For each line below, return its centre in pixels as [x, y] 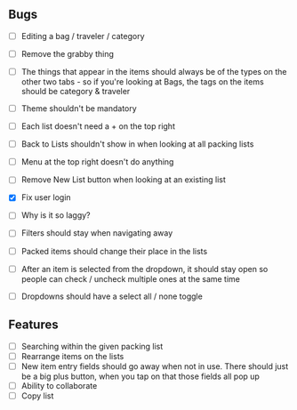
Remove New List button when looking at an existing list [123, 180]
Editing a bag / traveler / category [83, 36]
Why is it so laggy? [56, 215]
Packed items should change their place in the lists [114, 251]
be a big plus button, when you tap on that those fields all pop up [140, 376]
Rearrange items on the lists [72, 356]
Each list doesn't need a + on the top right [98, 126]
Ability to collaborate [59, 385]
